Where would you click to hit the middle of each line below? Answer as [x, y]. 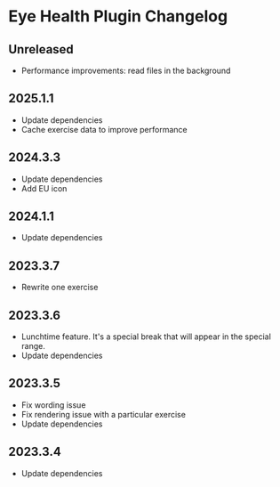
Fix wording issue [53, 405]
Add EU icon [44, 188]
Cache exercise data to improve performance [104, 129]
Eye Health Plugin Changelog [118, 16]
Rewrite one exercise [60, 288]
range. [33, 346]
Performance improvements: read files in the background [126, 70]
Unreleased [41, 49]
